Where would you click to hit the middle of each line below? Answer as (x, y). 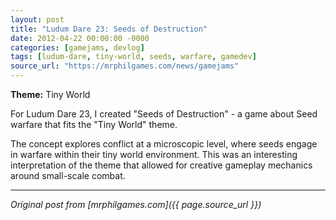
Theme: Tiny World (50, 94)
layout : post (37, 19)
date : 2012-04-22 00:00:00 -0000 (80, 38)
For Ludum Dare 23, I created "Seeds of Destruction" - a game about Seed (164, 114)
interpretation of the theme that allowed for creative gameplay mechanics (161, 165)
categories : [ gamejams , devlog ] (77, 47)
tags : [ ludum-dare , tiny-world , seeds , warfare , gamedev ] (133, 57)
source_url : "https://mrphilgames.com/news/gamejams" (125, 66)
